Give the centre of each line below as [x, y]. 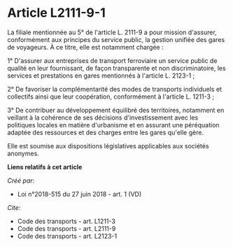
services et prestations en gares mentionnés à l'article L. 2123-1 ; [101, 76]
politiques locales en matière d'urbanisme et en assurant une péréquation [113, 125]
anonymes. [23, 153]
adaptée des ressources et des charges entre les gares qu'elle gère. [106, 132]
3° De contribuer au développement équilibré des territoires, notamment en [116, 110]
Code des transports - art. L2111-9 [66, 228]
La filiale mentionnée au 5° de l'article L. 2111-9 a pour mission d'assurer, [112, 32]
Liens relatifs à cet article [45, 167]
